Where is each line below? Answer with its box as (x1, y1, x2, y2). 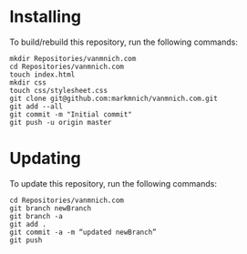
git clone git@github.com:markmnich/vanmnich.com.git (9, 94, 219, 103)
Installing (9, 6, 82, 27)
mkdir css (9, 77, 47, 87)
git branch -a (9, 211, 64, 220)
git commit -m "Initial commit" (9, 109, 132, 119)
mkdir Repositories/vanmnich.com (9, 54, 137, 63)
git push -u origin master (9, 117, 112, 127)
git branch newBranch (9, 203, 92, 213)
